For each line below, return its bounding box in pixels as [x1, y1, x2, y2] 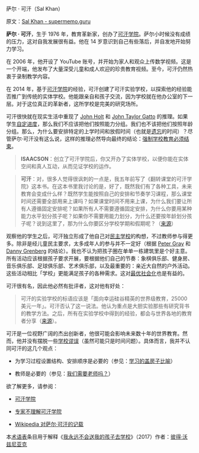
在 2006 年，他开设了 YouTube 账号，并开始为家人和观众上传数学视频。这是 [6, 58, 192, 65]
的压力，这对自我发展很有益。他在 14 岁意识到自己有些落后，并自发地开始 [6, 38, 186, 45]
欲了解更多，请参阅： [6, 383, 58, 389]
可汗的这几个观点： [11, 345, 58, 352]
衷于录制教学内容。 [6, 73, 53, 80]
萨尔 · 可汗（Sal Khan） [6, 5, 63, 12]
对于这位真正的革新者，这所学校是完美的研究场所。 [16, 100, 141, 107]
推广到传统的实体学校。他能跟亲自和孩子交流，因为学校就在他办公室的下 [11, 93, 188, 100]
